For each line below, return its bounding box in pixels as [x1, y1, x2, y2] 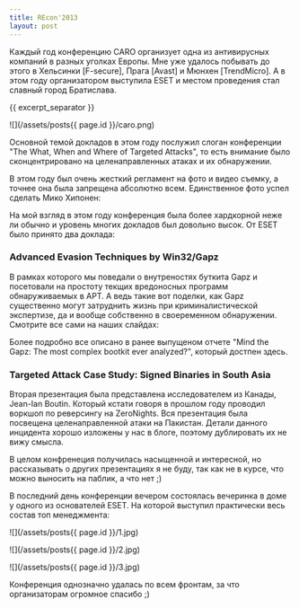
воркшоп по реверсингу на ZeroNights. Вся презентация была [9, 408, 249, 419]
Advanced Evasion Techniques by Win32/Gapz [9, 251, 219, 263]
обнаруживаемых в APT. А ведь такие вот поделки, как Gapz [9, 290, 244, 301]
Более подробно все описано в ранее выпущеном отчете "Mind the [9, 336, 269, 347]
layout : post [9, 22, 58, 31]
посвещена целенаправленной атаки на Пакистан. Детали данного [9, 418, 268, 428]
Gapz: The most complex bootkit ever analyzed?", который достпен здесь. [9, 346, 288, 357]
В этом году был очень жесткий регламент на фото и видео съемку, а [9, 172, 278, 184]
